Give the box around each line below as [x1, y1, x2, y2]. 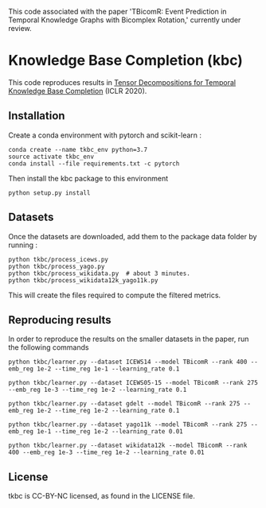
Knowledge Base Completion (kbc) [8, 52, 243, 70]
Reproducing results [8, 313, 111, 327]
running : [8, 240, 38, 250]
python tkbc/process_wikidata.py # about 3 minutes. [8, 270, 191, 277]
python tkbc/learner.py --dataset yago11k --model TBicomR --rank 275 [8, 421, 248, 429]
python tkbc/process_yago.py [8, 262, 105, 270]
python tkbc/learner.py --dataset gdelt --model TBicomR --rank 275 [8, 400, 241, 408]
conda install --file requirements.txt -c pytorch [8, 159, 180, 168]
